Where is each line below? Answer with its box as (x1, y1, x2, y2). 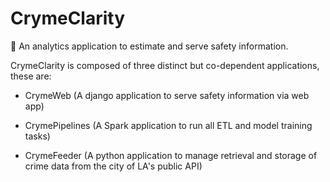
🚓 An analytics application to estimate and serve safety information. (10, 40, 289, 52)
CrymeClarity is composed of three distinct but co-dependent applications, (10, 59, 320, 71)
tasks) (24, 130, 51, 142)
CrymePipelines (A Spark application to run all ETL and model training (24, 119, 313, 131)
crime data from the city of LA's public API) (24, 160, 203, 172)
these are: (10, 70, 52, 82)
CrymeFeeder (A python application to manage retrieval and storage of (24, 149, 318, 161)
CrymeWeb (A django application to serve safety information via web (24, 89, 310, 101)
